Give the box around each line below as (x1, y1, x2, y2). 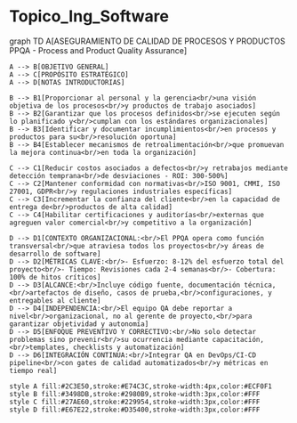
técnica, (244, 281, 277, 289)
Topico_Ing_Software (9, 6, 169, 27)
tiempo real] (9, 366, 58, 375)
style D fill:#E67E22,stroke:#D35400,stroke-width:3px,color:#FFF (9, 405, 261, 414)
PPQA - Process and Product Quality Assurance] (9, 45, 188, 55)
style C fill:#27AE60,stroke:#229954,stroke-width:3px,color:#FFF (9, 397, 261, 406)
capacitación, (212, 335, 265, 344)
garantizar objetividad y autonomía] (9, 319, 149, 329)
